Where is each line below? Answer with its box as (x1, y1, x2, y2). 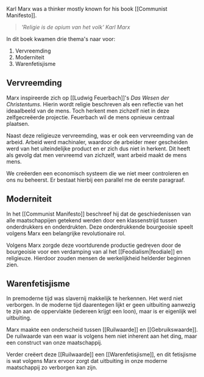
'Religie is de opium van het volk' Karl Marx (21, 24, 130, 31)
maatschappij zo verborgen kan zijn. (6, 364, 97, 372)
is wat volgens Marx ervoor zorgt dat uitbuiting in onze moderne (6, 357, 167, 365)
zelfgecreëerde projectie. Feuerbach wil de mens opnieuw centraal (6, 113, 175, 121)
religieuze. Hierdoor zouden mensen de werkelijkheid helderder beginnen (6, 254, 191, 262)
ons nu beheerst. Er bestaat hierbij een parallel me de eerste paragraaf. (6, 176, 186, 183)
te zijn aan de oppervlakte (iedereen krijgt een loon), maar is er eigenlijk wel (6, 308, 197, 315)
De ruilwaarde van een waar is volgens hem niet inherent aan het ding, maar (6, 332, 197, 340)
